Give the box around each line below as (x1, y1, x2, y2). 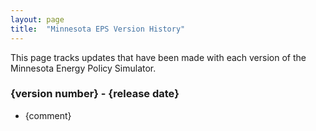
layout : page (10, 14, 65, 25)
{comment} (24, 109, 72, 121)
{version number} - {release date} (10, 87, 180, 101)
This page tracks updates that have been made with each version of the (10, 51, 307, 63)
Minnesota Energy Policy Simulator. (10, 62, 157, 74)
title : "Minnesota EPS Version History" (10, 24, 186, 34)
